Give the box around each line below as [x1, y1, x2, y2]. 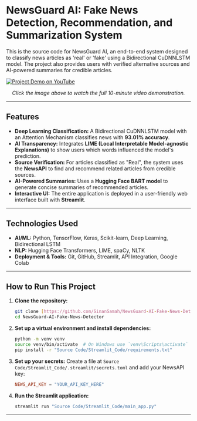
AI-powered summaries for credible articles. [6, 66, 113, 73]
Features [6, 112, 39, 122]
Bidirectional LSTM [14, 240, 60, 247]
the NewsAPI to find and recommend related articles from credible [14, 165, 176, 172]
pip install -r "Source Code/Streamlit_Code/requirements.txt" [14, 347, 173, 353]
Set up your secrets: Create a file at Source [14, 358, 119, 365]
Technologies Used [6, 218, 78, 229]
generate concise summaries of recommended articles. [14, 183, 149, 191]
